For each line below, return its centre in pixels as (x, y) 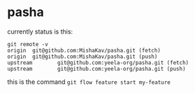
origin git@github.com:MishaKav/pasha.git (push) (82, 57)
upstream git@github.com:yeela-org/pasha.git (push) (97, 69)
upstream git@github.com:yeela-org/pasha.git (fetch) (98, 63)
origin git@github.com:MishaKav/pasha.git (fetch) (84, 50)
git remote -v (28, 44)
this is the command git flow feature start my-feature (89, 82)
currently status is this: (40, 31)
